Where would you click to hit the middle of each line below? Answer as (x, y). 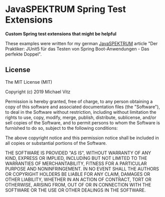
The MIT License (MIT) (29, 82)
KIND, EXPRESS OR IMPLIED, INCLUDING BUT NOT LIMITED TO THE (76, 158)
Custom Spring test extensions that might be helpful (61, 34)
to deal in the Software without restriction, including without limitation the (81, 112)
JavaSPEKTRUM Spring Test (66, 9)
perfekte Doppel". (23, 54)
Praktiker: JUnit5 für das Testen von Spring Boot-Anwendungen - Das (77, 49)
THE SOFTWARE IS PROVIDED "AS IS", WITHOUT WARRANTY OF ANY (78, 153)
